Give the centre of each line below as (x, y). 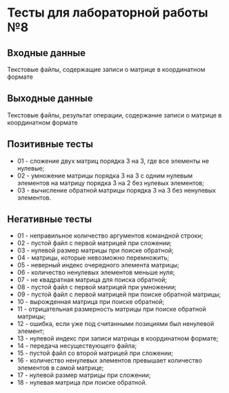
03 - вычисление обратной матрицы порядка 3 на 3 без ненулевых (116, 190)
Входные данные (47, 53)
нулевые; (31, 168)
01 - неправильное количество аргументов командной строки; (110, 236)
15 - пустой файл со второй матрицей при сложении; (95, 353)
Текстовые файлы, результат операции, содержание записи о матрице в (114, 115)
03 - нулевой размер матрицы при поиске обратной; (95, 251)
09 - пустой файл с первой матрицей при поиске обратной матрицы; (119, 294)
